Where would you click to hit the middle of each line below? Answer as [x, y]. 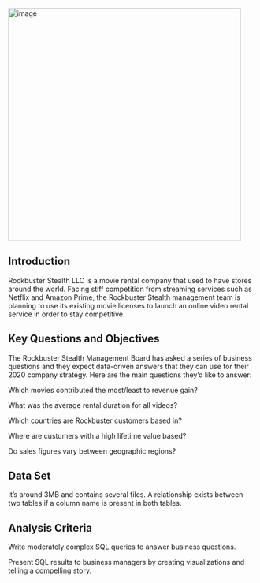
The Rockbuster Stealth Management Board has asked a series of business [130, 357]
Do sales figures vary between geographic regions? [92, 451]
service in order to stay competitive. [67, 314]
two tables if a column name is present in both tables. [95, 503]
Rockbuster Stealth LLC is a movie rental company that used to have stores [130, 280]
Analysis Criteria [50, 528]
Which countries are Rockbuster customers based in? [95, 420]
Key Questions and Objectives [84, 339]
